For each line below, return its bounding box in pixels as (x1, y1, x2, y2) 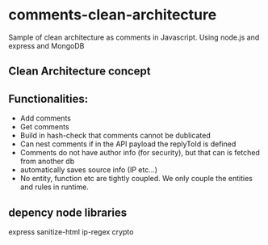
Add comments (19, 113, 71, 123)
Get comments (19, 122, 70, 132)
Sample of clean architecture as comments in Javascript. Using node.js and (8, 32, 260, 42)
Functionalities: (8, 91, 89, 106)
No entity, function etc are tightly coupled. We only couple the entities (19, 174, 253, 184)
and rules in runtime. (19, 182, 89, 192)
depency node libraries (8, 205, 128, 219)
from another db (19, 156, 75, 167)
